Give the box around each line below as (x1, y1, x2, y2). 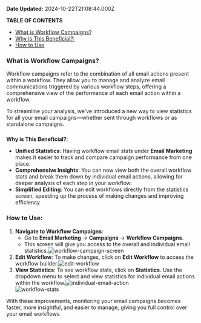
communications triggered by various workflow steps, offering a (6, 83, 166, 90)
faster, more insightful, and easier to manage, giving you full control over (6, 304, 188, 311)
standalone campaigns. (6, 120, 65, 128)
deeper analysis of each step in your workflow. (15, 180, 132, 187)
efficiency (15, 199, 41, 206)
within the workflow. (15, 279, 66, 286)
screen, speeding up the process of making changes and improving (15, 192, 184, 200)
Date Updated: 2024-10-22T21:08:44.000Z (6, 5, 115, 12)
